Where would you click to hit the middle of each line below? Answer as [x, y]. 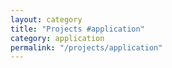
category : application [57, 38]
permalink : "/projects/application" [86, 47]
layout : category [46, 19]
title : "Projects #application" [77, 29]
